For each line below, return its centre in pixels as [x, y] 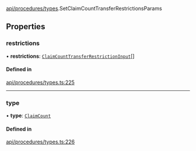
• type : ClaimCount [29, 115]
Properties [26, 27]
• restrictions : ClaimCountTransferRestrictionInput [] [70, 56]
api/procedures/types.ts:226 [41, 142]
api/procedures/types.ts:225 [40, 82]
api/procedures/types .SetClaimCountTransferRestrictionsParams [84, 8]
